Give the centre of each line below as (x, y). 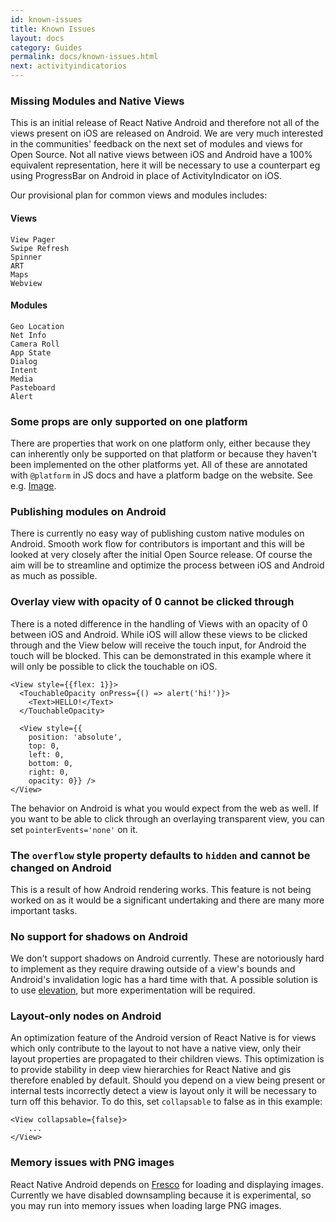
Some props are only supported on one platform (129, 421)
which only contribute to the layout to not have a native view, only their (156, 1048)
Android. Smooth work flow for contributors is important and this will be (157, 544)
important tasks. (44, 910)
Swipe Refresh (40, 248)
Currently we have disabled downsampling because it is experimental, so (161, 1195)
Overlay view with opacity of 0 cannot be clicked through (152, 602)
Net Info (28, 335)
